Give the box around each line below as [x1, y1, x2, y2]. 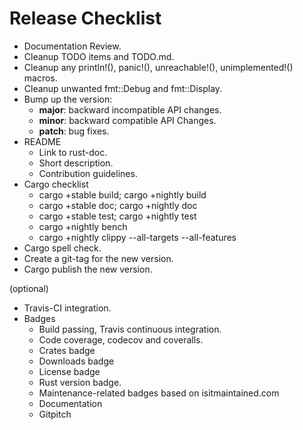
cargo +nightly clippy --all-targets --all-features [38, 231, 237, 243]
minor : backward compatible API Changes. [38, 114, 217, 126]
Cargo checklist [23, 178, 89, 190]
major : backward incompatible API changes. [38, 103, 222, 116]
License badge [38, 365, 101, 377]
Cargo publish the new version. [23, 263, 153, 275]
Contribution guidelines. [38, 167, 138, 179]
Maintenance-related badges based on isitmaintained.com [38, 387, 280, 399]
